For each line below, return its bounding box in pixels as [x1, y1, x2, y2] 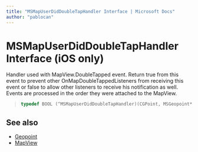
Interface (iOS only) [6, 52, 104, 65]
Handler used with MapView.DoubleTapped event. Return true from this [6, 71, 179, 78]
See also [6, 117, 38, 127]
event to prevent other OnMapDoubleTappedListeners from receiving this [6, 77, 184, 85]
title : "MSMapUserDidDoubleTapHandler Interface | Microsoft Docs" [6, 8, 176, 15]
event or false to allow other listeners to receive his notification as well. [6, 83, 179, 91]
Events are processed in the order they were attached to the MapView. [6, 90, 177, 97]
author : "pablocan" [6, 14, 54, 20]
